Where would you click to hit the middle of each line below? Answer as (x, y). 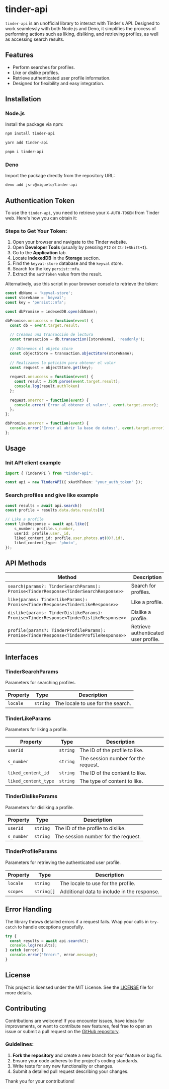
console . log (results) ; (33, 946)
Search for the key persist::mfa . (46, 269)
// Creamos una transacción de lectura (52, 335)
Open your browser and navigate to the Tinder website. (70, 242)
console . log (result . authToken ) (47, 386)
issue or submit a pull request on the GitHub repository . (62, 1031)
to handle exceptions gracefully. (51, 927)
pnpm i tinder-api (24, 152)
